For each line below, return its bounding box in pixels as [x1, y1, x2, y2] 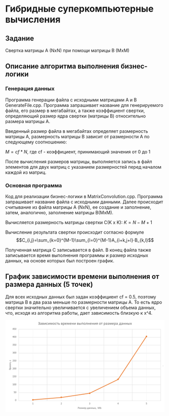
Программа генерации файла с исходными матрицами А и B [5, 97, 137, 103]
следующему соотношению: [5, 139, 67, 145]
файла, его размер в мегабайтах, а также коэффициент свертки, [5, 107, 145, 114]
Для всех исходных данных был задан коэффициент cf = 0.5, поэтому [5, 293, 156, 299]
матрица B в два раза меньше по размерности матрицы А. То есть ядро [5, 299, 162, 305]
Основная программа [5, 182, 62, 189]
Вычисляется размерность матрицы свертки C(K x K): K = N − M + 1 [5, 219, 153, 225]
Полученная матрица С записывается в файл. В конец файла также [5, 247, 151, 253]
